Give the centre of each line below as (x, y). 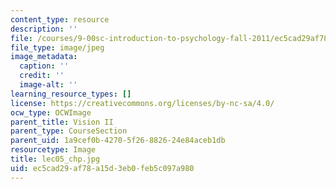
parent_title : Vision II (62, 122)
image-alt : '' (48, 85)
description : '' (44, 29)
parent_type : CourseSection (69, 131)
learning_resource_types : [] (71, 94)
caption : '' (44, 66)
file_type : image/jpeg (57, 47)
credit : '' (42, 76)
